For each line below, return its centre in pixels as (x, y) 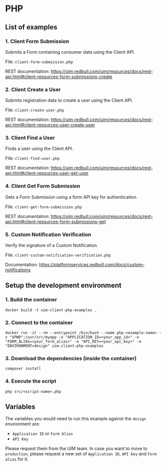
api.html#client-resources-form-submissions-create (59, 76)
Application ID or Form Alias (43, 434)
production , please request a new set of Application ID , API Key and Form (81, 454)
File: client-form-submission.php (39, 61)
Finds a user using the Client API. (39, 149)
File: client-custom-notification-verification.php (58, 255)
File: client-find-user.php (32, 158)
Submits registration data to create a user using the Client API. (69, 101)
